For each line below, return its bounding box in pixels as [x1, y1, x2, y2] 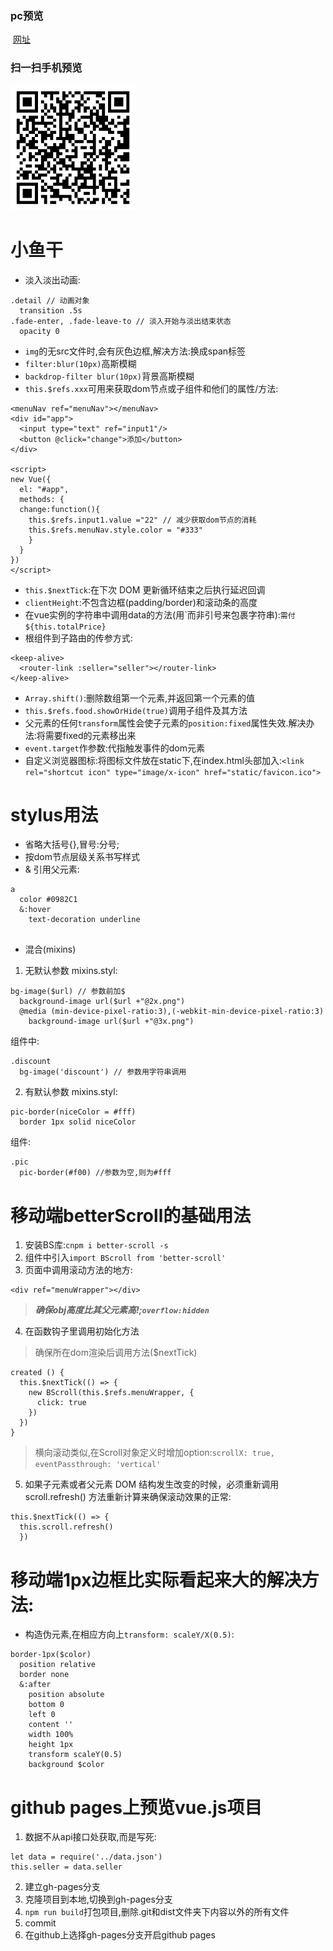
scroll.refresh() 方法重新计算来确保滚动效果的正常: [24, 1491, 232, 1503]
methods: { [19, 494, 65, 504]
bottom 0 [28, 1700, 65, 1710]
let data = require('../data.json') [10, 1852, 163, 1862]
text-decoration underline [28, 915, 141, 925]
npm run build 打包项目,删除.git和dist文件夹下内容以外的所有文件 [24, 1906, 290, 1918]
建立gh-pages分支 [24, 1881, 101, 1893]
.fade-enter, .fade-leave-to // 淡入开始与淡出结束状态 [10, 316, 232, 326]
